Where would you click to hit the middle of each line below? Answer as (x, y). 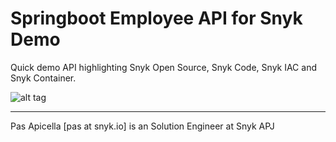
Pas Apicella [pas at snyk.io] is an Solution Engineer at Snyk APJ (142, 126)
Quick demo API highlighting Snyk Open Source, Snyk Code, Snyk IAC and (163, 67)
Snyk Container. (43, 78)
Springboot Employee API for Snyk (156, 18)
